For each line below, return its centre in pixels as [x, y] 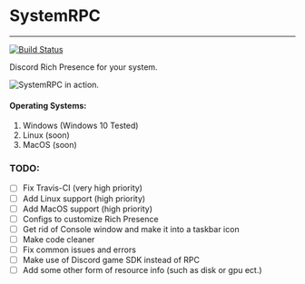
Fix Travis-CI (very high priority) [83, 188]
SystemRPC [55, 16]
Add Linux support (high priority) [84, 198]
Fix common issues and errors [79, 250]
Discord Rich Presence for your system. [84, 67]
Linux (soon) [46, 135]
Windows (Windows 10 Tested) [80, 126]
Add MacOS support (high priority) [87, 209]
